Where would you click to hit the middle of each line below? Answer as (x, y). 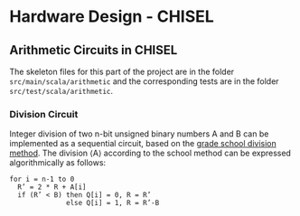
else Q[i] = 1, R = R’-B (113, 203)
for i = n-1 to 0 (42, 179)
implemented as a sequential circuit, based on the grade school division (143, 144)
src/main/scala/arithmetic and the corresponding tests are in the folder (144, 81)
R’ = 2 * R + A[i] (52, 187)
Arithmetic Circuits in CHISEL (94, 50)
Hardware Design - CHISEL (112, 17)
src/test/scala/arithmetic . (61, 91)
